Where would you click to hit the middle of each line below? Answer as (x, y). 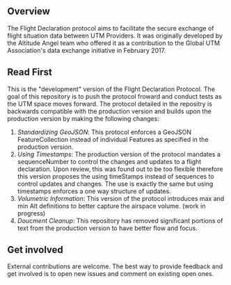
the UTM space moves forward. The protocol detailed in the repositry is (110, 104)
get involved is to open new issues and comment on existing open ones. (111, 274)
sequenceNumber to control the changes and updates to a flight (109, 161)
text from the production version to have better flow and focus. (107, 228)
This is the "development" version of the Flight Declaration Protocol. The (111, 89)
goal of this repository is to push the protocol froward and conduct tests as (114, 96)
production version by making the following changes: (83, 118)
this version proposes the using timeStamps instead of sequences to (115, 176)
